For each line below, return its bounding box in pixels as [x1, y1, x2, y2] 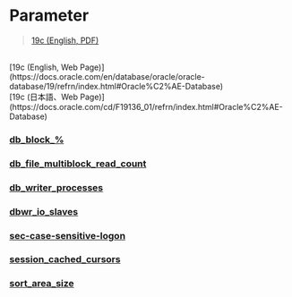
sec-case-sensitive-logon [9, 229, 126, 242]
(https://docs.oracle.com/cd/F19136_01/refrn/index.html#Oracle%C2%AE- [9, 101, 284, 112]
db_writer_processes [9, 181, 104, 193]
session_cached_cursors [9, 253, 121, 266]
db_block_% [9, 133, 64, 146]
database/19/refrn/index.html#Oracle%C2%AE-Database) [9, 81, 224, 91]
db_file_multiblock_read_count [9, 157, 147, 170]
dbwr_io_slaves [9, 205, 79, 217]
